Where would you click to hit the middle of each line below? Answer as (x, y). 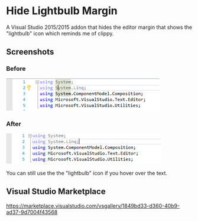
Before (16, 69)
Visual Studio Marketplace (56, 192)
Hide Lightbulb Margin (62, 11)
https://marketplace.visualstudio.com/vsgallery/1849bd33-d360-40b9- (93, 206)
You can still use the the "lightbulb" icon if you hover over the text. (87, 173)
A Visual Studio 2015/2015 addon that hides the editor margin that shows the (99, 27)
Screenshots (30, 52)
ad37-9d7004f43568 (32, 212)
